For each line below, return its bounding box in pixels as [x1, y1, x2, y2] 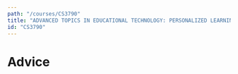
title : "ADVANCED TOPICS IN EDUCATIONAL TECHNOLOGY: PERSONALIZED [7, 17, 208, 24]
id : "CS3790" [7, 23, 46, 30]
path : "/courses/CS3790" [7, 10, 81, 18]
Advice [7, 54, 50, 70]
